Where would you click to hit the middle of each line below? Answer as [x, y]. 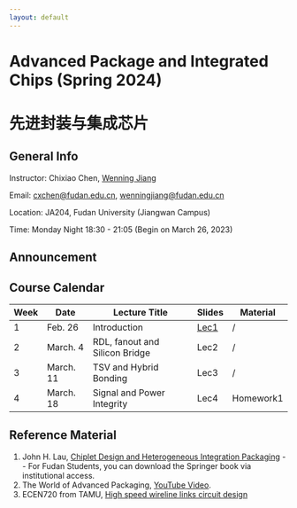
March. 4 [65, 348]
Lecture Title [141, 313]
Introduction [118, 327]
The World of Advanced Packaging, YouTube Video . [117, 485]
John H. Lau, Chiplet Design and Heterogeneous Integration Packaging [151, 457]
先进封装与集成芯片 [79, 123]
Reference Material [63, 435]
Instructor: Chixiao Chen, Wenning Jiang [83, 177]
